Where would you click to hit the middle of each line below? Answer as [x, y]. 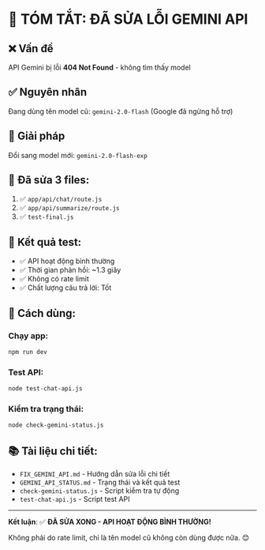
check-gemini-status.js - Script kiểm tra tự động [99, 490]
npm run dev [28, 352]
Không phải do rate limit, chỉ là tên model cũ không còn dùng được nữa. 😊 [129, 537]
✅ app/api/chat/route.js [61, 199]
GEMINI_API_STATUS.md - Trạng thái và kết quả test [100, 482]
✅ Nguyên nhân [48, 92]
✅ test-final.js [47, 217]
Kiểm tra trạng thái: [46, 409]
